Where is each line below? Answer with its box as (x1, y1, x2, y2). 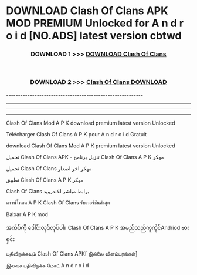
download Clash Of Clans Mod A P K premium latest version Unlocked (6, 142, 175, 149)
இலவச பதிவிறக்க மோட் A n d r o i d (6, 261, 89, 269)
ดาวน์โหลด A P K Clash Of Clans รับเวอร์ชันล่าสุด (6, 199, 110, 206)
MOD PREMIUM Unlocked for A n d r (6, 16, 184, 30)
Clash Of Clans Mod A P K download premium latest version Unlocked (6, 119, 175, 126)
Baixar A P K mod (6, 210, 49, 218)
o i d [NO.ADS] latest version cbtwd (6, 29, 182, 42)
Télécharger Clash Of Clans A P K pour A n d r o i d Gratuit (6, 130, 147, 137)
